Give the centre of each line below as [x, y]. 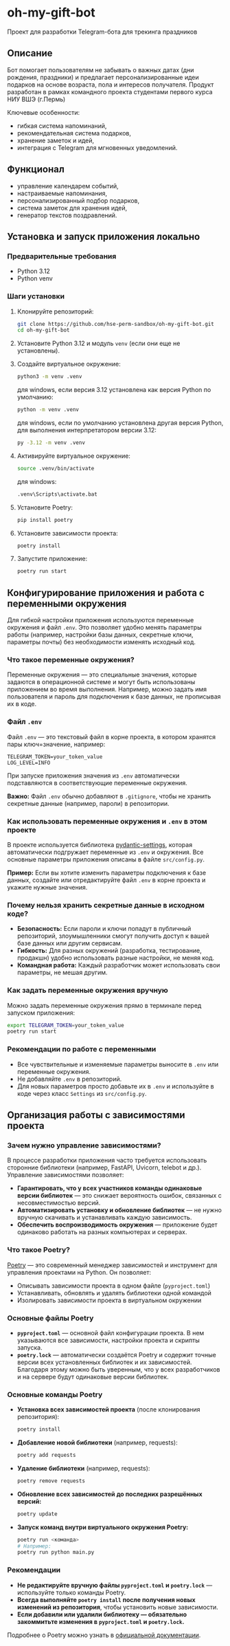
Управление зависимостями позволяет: [66, 1175]
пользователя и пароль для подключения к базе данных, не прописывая [114, 696]
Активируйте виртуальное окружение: [73, 456]
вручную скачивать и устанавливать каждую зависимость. [104, 1218]
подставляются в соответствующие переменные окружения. [97, 782]
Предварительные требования [62, 256]
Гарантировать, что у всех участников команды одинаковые [110, 1188]
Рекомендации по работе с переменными [82, 1049]
